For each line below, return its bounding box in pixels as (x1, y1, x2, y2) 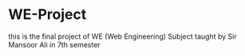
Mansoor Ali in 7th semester (8, 39, 101, 49)
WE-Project (8, 6, 87, 24)
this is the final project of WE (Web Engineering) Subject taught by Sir (8, 32, 237, 41)
